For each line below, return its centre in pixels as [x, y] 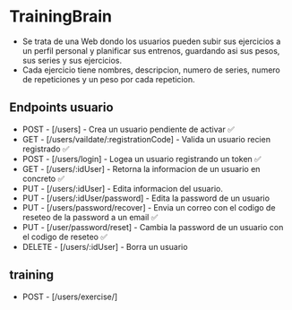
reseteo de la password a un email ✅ [90, 217]
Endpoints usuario [61, 108]
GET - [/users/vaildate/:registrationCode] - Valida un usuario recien [146, 139]
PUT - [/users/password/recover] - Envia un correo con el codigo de [149, 207]
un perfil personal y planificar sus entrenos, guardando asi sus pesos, [151, 50]
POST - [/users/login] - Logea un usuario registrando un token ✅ [142, 159]
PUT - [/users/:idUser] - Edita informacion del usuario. [123, 188]
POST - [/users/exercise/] [70, 297]
